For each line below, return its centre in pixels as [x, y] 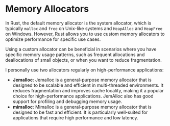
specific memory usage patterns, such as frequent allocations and [75, 55]
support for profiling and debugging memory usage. [67, 101]
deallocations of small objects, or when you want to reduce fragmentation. [83, 60]
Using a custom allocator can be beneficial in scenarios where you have [81, 49]
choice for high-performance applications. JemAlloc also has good [83, 96]
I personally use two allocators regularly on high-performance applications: [84, 70]
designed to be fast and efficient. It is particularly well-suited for [80, 112]
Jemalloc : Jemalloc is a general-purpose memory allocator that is [82, 80]
